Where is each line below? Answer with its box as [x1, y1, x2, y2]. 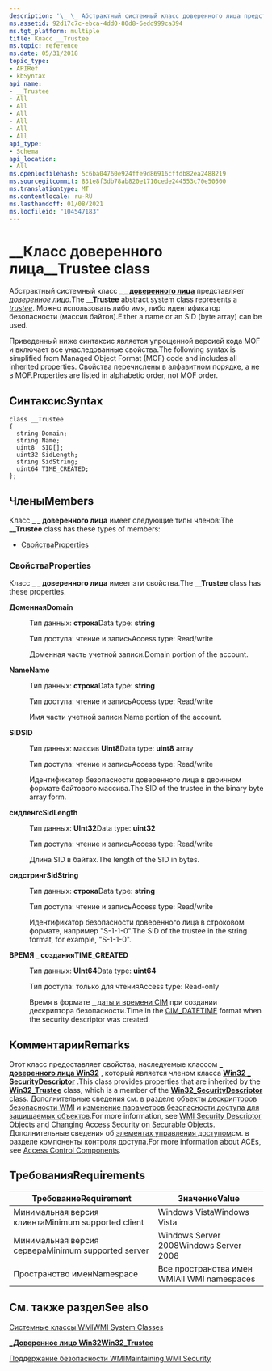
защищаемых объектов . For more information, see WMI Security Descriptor [9, 1111, 262, 1121]
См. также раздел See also [9, 1301, 149, 1314]
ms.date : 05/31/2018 [9, 49, 79, 57]
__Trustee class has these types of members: [9, 523, 161, 534]
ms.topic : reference [9, 42, 79, 50]
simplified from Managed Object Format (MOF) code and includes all [9, 353, 237, 363]
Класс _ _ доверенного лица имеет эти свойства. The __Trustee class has [9, 578, 262, 588]
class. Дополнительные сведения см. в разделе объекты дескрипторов [9, 1094, 257, 1104]
